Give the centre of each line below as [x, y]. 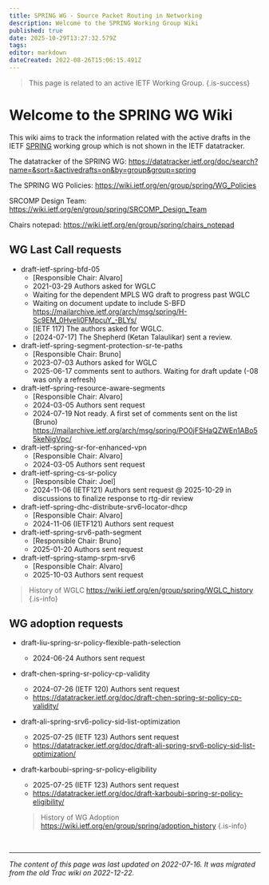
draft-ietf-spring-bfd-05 [60, 269]
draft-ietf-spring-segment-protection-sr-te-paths [101, 345]
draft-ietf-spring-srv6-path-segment [81, 532]
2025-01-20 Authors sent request [88, 549]
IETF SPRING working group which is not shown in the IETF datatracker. [127, 145]
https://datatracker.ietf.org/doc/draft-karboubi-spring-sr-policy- [138, 794]
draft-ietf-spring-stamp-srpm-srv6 [78, 558]
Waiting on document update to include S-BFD [109, 303]
